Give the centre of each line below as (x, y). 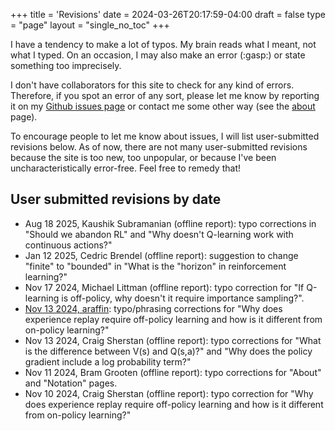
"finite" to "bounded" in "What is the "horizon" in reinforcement (155, 266)
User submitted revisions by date (116, 199)
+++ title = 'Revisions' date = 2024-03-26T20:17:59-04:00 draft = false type (168, 14)
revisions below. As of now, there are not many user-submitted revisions (159, 147)
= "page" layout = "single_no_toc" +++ (90, 25)
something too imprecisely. (66, 65)
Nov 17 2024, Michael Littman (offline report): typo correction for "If (164, 287)
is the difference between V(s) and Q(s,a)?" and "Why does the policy (168, 351)
